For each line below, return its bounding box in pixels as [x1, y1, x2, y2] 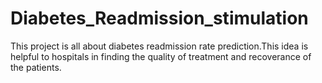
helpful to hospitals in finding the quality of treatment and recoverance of [10, 50, 312, 62]
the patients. [10, 61, 62, 73]
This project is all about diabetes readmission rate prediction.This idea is [10, 40, 309, 52]
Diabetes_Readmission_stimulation [10, 7, 309, 30]
